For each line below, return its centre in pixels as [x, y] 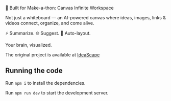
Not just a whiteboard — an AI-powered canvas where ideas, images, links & [86, 18]
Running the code [34, 71]
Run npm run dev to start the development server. [57, 93]
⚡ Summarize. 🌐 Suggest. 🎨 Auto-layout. [48, 33]
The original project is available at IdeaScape [53, 55]
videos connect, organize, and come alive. [50, 23]
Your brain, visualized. [29, 45]
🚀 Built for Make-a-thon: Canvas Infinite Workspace [59, 8]
